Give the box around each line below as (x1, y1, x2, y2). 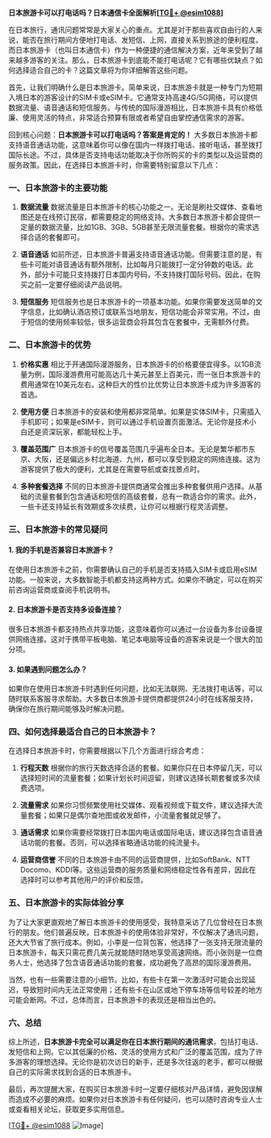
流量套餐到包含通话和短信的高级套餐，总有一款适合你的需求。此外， (34, 492, 261, 501)
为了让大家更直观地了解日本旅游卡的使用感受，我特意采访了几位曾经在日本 (8, 917, 256, 927)
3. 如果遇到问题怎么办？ (8, 664, 88, 674)
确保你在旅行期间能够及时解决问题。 (8, 704, 129, 713)
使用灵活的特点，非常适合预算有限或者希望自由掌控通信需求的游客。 (22, 113, 248, 122)
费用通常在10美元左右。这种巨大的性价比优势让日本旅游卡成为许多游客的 (19, 379, 261, 389)
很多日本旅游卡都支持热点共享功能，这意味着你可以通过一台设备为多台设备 (8, 624, 256, 634)
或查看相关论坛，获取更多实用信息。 (8, 1105, 129, 1115)
